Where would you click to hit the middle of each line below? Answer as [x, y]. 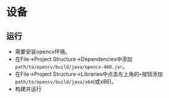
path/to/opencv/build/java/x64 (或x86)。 [66, 82]
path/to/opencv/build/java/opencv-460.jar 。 [71, 67]
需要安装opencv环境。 [43, 52]
